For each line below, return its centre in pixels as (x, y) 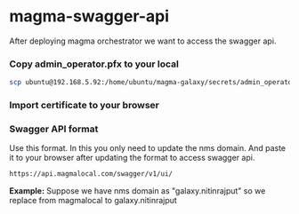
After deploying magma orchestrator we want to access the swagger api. (143, 41)
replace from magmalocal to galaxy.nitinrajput (93, 201)
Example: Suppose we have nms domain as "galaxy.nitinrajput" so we (137, 191)
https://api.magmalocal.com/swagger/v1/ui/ (91, 174)
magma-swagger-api (89, 16)
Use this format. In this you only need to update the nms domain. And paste (148, 148)
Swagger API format (54, 129)
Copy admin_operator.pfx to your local (94, 64)
